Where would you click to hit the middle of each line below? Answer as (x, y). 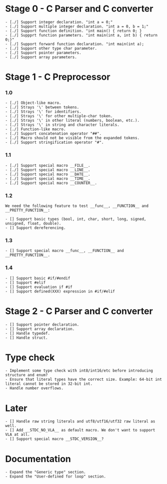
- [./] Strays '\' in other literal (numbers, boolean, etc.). (72, 121)
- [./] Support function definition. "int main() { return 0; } (73, 31)
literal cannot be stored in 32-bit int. (49, 384)
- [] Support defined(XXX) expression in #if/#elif (60, 291)
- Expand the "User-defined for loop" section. (56, 476)
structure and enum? (27, 375)
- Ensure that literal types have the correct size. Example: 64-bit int (84, 380)
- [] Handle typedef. (28, 333)
